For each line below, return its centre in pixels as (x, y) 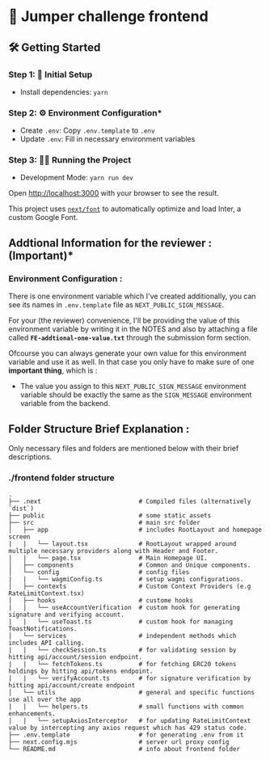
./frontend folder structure (61, 478)
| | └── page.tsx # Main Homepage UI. (108, 558)
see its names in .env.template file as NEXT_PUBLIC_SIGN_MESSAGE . (116, 305)
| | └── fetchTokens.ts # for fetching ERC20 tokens (122, 665)
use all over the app (45, 700)
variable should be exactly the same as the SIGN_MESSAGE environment (136, 395)
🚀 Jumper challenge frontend (108, 17)
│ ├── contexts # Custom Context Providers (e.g (130, 587)
